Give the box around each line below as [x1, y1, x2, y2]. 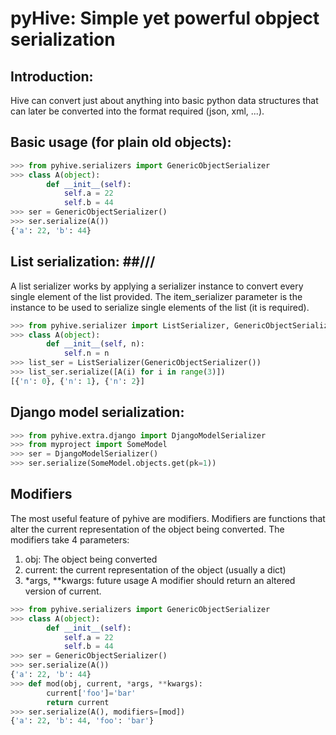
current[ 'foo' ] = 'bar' [46, 688, 137, 698]
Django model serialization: [10, 404, 185, 421]
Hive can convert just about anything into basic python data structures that [10, 95, 319, 106]
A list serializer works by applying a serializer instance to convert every [10, 280, 304, 292]
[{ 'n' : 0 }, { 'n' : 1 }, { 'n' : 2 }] [10, 376, 145, 386]
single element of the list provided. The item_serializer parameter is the [10, 290, 303, 302]
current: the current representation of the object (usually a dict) [24, 563, 287, 576]
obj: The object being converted [24, 553, 158, 565]
